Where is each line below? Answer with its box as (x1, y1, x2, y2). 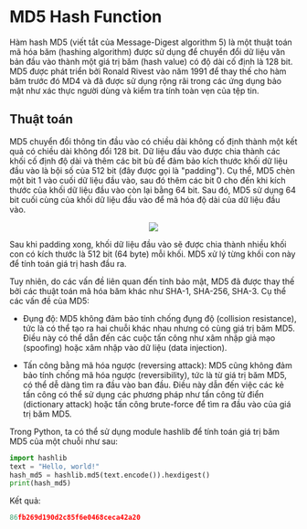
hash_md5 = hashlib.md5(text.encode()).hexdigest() (9, 471, 210, 480)
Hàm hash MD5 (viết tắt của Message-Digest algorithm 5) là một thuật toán (9, 37, 292, 48)
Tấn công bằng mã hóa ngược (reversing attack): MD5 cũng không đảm (22, 359, 292, 371)
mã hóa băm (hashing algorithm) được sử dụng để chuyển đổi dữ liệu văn (9, 46, 286, 57)
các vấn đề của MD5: (9, 295, 90, 306)
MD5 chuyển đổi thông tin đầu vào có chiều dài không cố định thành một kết (9, 135, 298, 147)
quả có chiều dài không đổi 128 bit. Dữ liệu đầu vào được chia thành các (9, 145, 281, 156)
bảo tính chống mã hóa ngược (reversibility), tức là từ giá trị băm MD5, (22, 369, 288, 380)
